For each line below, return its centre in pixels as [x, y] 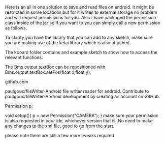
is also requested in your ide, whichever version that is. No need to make [79, 121]
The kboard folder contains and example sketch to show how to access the [81, 52]
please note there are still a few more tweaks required [60, 135]
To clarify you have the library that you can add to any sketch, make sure [79, 37]
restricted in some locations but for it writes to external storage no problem [81, 12]
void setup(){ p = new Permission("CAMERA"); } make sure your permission [82, 115]
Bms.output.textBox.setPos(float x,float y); [48, 72]
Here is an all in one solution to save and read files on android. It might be [80, 7]
